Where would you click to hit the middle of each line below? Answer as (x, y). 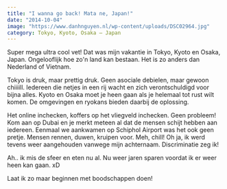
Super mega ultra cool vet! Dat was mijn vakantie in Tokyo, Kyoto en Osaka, (114, 52)
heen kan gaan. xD (34, 165)
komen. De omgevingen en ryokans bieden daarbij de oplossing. (98, 102)
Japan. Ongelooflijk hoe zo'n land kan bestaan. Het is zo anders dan (104, 60)
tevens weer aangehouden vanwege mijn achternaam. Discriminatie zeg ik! (113, 144)
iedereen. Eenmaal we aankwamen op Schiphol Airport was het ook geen (110, 130)
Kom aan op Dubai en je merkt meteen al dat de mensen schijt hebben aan (112, 123)
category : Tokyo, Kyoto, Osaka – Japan (64, 33)
